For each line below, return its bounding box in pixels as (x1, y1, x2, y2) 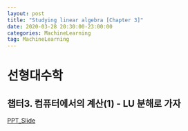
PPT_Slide (7, 116, 36, 125)
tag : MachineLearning (7, 36, 70, 43)
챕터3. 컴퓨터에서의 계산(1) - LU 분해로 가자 (7, 98, 181, 110)
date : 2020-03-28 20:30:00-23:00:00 (7, 23, 113, 30)
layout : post (7, 10, 45, 17)
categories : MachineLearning (7, 29, 91, 37)
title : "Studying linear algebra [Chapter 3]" (7, 17, 144, 24)
